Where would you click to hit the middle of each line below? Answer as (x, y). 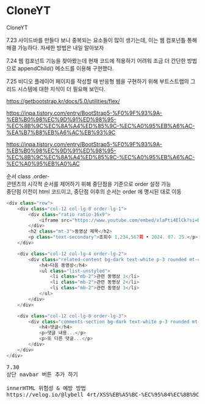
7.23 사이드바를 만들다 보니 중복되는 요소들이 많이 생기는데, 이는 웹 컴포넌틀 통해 (102, 40)
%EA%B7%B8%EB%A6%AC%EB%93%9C (61, 132)
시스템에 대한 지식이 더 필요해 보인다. (61, 88)
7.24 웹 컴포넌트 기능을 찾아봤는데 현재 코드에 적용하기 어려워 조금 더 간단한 (96, 60)
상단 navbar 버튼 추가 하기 (42, 374)
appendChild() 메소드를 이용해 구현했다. (66, 68)
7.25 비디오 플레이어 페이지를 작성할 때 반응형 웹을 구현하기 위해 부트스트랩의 (98, 81)
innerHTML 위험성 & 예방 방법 (46, 388)
